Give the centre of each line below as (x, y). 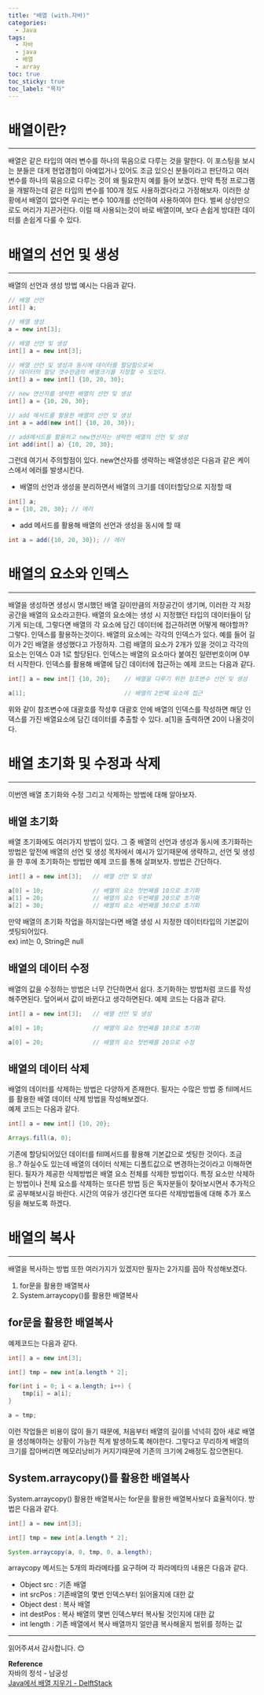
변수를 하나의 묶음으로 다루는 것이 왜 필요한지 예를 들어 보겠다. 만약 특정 (118, 180)
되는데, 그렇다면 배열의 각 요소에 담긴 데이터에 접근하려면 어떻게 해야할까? (136, 624)
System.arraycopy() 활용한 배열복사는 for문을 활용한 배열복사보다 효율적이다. (128, 1499)
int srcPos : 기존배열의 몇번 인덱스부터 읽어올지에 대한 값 (107, 1595)
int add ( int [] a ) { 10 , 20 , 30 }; (61, 444)
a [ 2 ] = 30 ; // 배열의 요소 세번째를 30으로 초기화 (104, 906)
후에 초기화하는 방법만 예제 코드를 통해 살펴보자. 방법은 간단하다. (123, 862)
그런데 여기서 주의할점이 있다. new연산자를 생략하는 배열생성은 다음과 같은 (122, 460)
